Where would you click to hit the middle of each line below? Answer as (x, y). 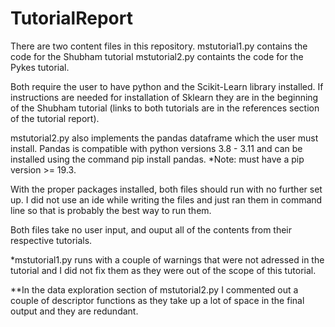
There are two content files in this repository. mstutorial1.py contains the (159, 46)
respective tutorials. (51, 240)
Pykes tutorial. (40, 67)
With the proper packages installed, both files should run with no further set (166, 189)
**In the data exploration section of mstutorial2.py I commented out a (154, 289)
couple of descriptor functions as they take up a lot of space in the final (157, 300)
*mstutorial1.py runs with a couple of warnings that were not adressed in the (167, 259)
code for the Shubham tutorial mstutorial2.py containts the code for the (157, 56)
